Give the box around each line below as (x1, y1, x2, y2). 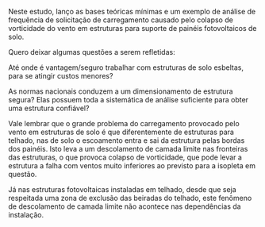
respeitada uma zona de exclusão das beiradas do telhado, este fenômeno (8, 194, 252, 202)
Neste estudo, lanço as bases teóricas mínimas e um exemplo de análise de (8, 7, 256, 16)
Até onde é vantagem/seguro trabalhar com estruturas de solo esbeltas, (8, 63, 244, 72)
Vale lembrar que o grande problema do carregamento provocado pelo (8, 119, 240, 128)
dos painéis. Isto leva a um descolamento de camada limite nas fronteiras (8, 144, 248, 153)
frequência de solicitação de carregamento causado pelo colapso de (8, 15, 234, 25)
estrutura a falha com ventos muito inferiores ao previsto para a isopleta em (8, 161, 256, 170)
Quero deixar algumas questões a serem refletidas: (8, 48, 176, 56)
